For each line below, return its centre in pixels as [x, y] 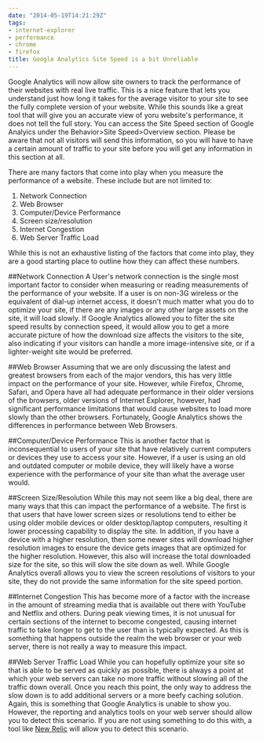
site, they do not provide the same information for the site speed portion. [126, 581]
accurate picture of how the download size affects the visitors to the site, [126, 334]
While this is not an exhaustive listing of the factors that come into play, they [131, 253]
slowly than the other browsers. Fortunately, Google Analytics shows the [125, 417]
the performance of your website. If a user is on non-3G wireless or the [123, 293]
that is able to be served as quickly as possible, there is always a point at [126, 670]
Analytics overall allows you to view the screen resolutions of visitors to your [132, 573]
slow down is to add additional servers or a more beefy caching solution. [126, 695]
